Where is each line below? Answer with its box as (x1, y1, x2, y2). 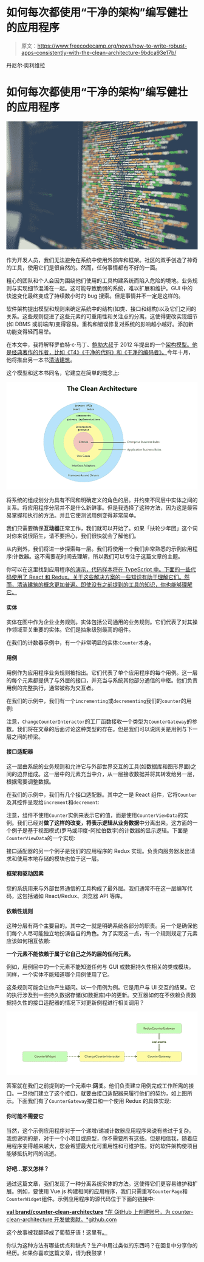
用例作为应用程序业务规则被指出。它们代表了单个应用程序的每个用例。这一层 (6, 669, 198, 676)
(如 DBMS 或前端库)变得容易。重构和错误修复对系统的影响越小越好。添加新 (6, 320, 194, 327)
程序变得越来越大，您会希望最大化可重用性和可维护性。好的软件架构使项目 (11, 1143, 198, 1150)
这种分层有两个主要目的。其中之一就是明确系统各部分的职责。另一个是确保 (6, 922, 192, 930)
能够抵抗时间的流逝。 (6, 1150, 59, 1157)
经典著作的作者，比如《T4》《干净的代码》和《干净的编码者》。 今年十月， (11, 348, 194, 355)
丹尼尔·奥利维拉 (6, 62, 46, 69)
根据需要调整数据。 (6, 778, 55, 785)
